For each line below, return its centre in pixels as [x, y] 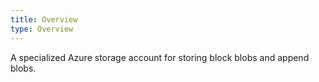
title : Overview [44, 19]
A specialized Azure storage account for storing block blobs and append [160, 57]
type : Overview [42, 29]
